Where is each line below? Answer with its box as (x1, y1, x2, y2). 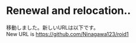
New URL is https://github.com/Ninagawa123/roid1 (6, 30, 129, 37)
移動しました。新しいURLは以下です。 (6, 24, 99, 31)
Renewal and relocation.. (6, 4, 131, 17)
